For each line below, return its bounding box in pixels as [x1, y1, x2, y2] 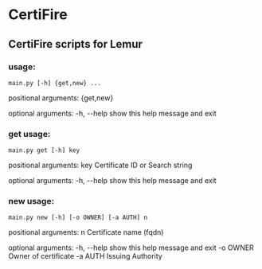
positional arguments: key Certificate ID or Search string [8, 161, 193, 170]
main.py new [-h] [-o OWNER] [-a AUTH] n [8, 213, 148, 222]
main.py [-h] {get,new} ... [8, 79, 102, 87]
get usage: [8, 128, 51, 139]
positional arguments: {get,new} [8, 93, 114, 103]
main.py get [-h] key [8, 146, 80, 154]
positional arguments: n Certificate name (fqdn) [8, 228, 164, 237]
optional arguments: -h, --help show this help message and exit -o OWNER [8, 243, 255, 252]
